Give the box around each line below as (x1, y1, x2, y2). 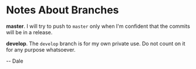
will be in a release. (6, 28, 53, 35)
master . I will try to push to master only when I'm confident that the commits (6, 23, 191, 30)
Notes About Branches (6, 3, 119, 17)
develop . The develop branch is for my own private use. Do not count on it (6, 40, 186, 47)
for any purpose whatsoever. (6, 46, 76, 53)
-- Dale (6, 57, 23, 64)
